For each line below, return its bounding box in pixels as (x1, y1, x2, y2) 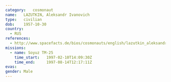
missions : (5, 45, 26, 50)
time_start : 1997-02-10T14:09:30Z (14, 54, 93, 60)
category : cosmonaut (5, 7, 53, 13)
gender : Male (5, 69, 33, 74)
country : (5, 26, 24, 32)
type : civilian (5, 17, 42, 22)
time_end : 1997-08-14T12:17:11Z (14, 60, 93, 65)
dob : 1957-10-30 (5, 21, 47, 27)
